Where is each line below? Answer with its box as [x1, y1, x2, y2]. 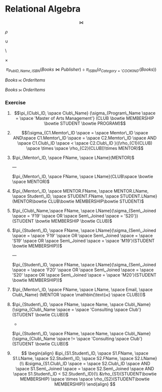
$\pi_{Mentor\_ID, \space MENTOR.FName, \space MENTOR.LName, [12, 188, 149, 194]
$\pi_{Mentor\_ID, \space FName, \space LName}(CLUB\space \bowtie [12, 174, 153, 180]
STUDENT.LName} [120, 193, 158, 199]
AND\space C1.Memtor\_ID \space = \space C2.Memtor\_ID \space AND [13, 135, 157, 141]
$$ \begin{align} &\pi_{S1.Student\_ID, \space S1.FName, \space [21, 350, 148, 356]
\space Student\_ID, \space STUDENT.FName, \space [12, 193, 119, 199]
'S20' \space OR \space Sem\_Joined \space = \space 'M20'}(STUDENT [12, 272, 157, 278]
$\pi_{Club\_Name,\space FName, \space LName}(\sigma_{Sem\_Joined [12, 208, 156, 214]
